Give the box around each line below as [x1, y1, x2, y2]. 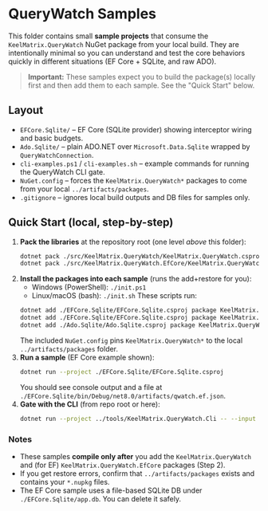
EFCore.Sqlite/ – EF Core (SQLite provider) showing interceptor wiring [19, 124, 253, 134]
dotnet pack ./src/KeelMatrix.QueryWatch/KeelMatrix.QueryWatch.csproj [19, 252, 263, 260]
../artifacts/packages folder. [19, 344, 118, 353]
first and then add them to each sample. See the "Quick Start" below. [27, 81, 255, 90]
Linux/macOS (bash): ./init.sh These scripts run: [31, 291, 198, 301]
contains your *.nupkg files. [19, 477, 110, 486]
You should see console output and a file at [19, 382, 163, 391]
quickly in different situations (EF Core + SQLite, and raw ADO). [8, 57, 217, 66]
